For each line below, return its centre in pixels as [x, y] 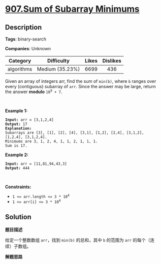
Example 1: [16, 111]
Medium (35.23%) [58, 69]
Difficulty [58, 61]
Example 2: [17, 155]
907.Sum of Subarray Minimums [72, 9]
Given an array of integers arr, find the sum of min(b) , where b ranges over [81, 81]
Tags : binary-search [26, 39]
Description [23, 27]
